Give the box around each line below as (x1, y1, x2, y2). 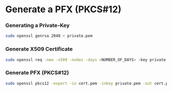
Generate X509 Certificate (5, 45, 73, 53)
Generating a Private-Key (5, 22, 70, 29)
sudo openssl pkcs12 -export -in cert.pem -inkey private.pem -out (5, 81, 153, 86)
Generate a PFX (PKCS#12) (5, 4, 122, 15)
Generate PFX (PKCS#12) (5, 69, 69, 76)
